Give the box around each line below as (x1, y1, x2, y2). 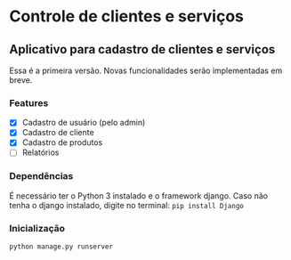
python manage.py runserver (9, 242, 114, 251)
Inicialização (9, 222, 65, 234)
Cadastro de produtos (21, 137, 103, 148)
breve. (9, 75, 33, 85)
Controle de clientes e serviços (9, 6, 245, 27)
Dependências (9, 170, 74, 183)
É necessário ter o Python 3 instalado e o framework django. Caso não (9, 190, 269, 201)
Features (9, 96, 49, 109)
